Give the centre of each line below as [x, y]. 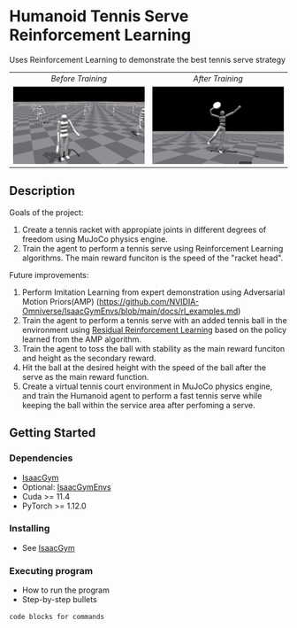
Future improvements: [49, 275]
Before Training [79, 78]
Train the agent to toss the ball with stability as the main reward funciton [153, 348]
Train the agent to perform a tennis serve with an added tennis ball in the [154, 320]
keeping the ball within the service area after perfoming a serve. [138, 405]
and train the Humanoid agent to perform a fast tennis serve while [142, 395]
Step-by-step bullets [59, 600]
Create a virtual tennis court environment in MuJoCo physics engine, [147, 386]
